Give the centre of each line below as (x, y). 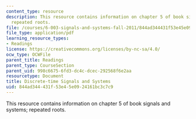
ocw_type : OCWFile (28, 55)
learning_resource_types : (37, 38)
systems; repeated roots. (36, 109)
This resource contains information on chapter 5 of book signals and (88, 103)
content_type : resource (35, 11)
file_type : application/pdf (40, 33)
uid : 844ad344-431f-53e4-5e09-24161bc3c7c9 (60, 87)
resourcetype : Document (35, 76)
